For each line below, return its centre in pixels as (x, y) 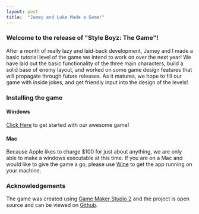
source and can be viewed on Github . (52, 205)
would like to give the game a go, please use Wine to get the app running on (99, 164)
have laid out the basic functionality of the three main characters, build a (95, 63)
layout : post (22, 12)
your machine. (24, 171)
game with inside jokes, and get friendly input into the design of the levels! (97, 82)
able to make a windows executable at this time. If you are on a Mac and (94, 158)
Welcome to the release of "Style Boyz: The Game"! (82, 38)
